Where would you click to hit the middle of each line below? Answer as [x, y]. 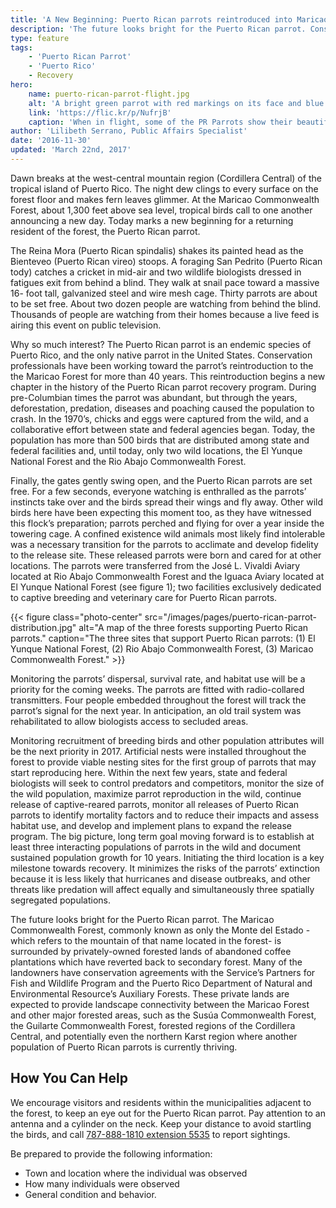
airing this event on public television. [86, 325]
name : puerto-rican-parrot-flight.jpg [109, 94]
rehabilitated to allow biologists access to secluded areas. [129, 721]
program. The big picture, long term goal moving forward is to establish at [162, 836]
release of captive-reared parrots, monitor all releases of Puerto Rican [155, 804]
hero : [21, 85]
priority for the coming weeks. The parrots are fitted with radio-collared [157, 689]
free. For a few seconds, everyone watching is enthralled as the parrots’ [158, 491]
